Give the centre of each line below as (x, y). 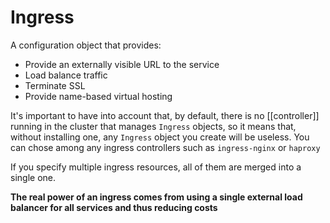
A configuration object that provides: (86, 45)
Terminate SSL (55, 85)
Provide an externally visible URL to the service (122, 64)
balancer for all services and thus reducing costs (114, 207)
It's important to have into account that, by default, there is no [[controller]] (165, 115)
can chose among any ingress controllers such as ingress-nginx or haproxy (165, 147)
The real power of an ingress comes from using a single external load (156, 197)
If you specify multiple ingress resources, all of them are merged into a (156, 167)
